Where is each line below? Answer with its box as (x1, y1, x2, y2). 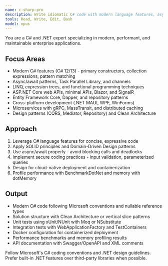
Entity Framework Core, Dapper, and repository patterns (12, 94, 128, 100)
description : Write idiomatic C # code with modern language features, (5, 12, 155, 17)
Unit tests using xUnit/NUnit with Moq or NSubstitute (12, 219, 121, 225)
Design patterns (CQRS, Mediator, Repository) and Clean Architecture (12, 110, 156, 116)
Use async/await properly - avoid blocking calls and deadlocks (12, 148, 142, 155)
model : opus (5, 21, 30, 26)
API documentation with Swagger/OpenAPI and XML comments (12, 240, 144, 246)
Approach (5, 125, 37, 133)
